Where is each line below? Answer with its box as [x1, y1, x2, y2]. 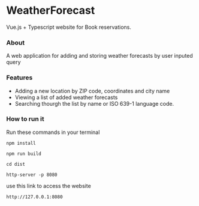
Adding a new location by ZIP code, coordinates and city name [14, 87, 170, 94]
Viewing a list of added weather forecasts [14, 94, 118, 101]
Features [6, 73, 33, 82]
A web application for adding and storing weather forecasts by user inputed [6, 52, 193, 59]
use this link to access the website [6, 182, 91, 189]
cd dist [6, 161, 26, 167]
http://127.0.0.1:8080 [6, 193, 63, 200]
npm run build [6, 151, 42, 157]
